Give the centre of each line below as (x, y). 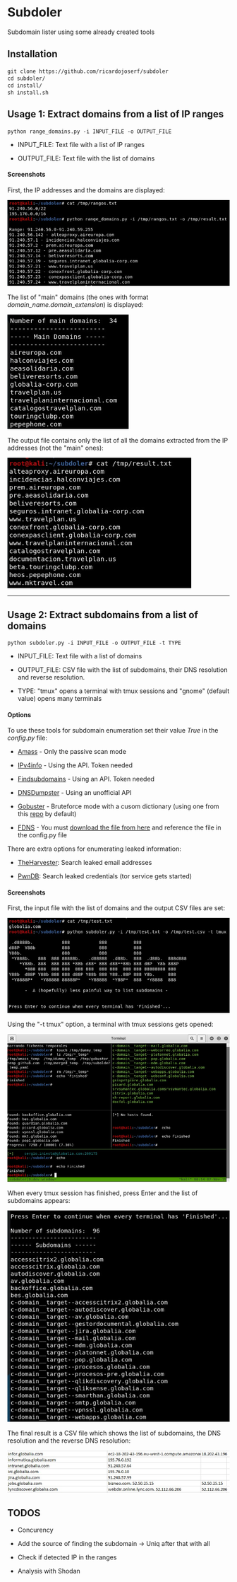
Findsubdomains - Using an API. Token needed (86, 779)
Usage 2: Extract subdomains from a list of (103, 615)
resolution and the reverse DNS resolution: (69, 1441)
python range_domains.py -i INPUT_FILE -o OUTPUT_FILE (90, 132)
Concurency (36, 1530)
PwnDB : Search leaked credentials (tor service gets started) (105, 876)
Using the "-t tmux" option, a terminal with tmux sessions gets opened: (110, 1024)
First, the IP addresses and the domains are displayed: (86, 190)
